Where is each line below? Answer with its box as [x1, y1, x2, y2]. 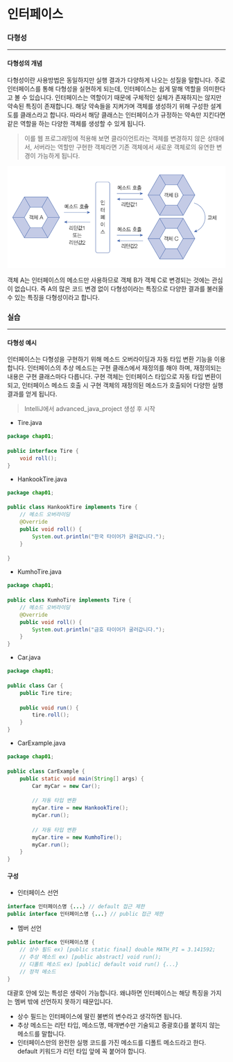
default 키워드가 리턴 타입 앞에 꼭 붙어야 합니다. [17, 1047, 147, 1056]
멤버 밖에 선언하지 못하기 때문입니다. [14, 997, 113, 1006]
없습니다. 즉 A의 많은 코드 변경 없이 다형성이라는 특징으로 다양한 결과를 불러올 [14, 284, 224, 293]
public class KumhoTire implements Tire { [7, 597, 132, 604]
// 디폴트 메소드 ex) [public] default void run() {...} [19, 960, 179, 967]
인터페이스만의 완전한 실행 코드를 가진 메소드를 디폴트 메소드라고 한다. [17, 1038, 207, 1047]
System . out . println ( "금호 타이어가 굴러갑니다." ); [32, 626, 165, 633]
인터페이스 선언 [17, 888, 59, 897]
